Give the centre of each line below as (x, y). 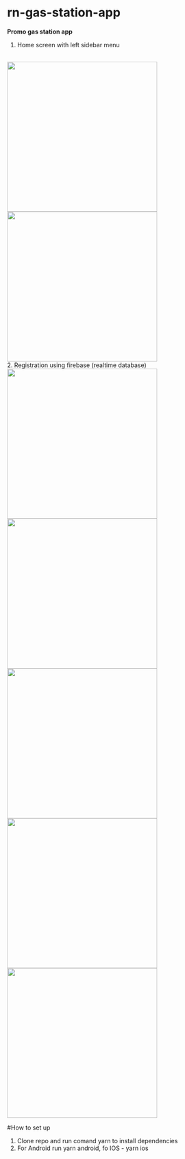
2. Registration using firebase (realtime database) (77, 365)
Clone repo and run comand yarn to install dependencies (97, 1141)
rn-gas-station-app (64, 13)
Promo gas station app (40, 32)
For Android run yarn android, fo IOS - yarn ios (83, 1148)
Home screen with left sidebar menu (68, 45)
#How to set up (29, 1127)
